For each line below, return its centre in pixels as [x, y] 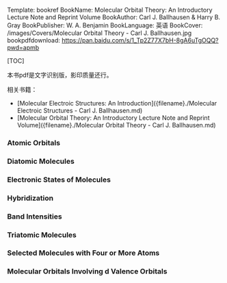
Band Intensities [35, 217]
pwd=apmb [23, 48]
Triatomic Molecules [42, 234]
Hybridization [30, 198]
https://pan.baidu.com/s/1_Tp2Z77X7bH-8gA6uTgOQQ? [140, 40]
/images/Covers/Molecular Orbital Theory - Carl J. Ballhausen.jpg [99, 33]
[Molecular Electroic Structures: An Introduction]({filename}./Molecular [117, 103]
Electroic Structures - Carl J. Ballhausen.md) [80, 110]
